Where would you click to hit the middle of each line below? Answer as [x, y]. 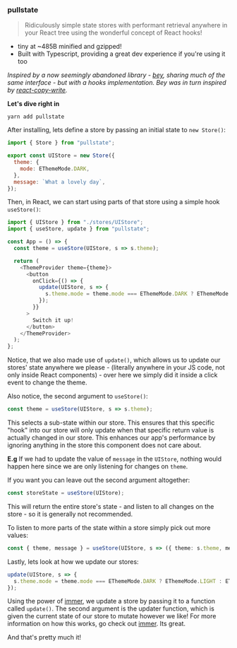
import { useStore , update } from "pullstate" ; [79, 229]
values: [18, 535]
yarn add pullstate [36, 117]
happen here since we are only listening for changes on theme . [98, 466]
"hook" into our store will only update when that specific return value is [111, 430]
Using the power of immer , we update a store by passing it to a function [111, 601]
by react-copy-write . [37, 90]
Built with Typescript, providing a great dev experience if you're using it [121, 54]
